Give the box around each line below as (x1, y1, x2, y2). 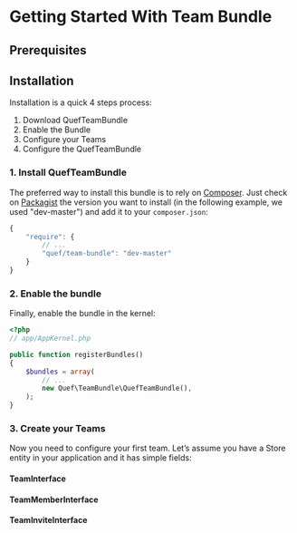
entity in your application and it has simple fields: (9, 452, 192, 463)
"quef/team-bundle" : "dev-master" (42, 249, 172, 258)
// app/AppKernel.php (9, 334, 91, 344)
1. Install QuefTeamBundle (9, 166, 127, 179)
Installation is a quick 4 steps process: (9, 97, 152, 108)
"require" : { (25, 232, 75, 241)
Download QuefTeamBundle (22, 115, 129, 126)
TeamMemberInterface (9, 494, 99, 505)
